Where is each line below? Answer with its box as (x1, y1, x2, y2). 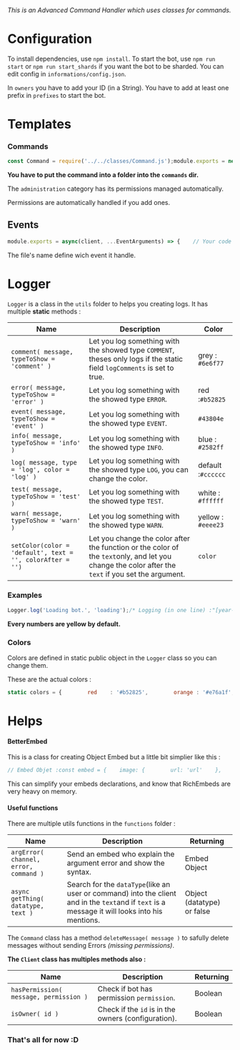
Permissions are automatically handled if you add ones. (7, 198, 171, 206)
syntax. (66, 867, 91, 877)
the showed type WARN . (89, 520, 164, 530)
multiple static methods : (7, 307, 81, 316)
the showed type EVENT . (89, 418, 168, 428)
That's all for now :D (7, 1035, 79, 1045)
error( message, (11, 383, 66, 391)
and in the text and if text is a (66, 897, 166, 907)
